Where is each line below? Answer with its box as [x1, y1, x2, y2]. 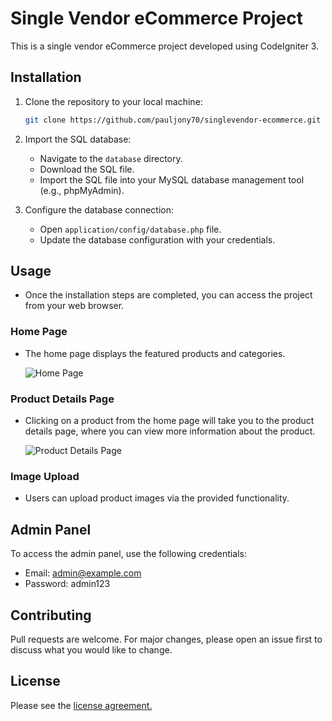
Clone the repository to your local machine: [24, 95, 203, 107]
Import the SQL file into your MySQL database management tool [39, 173, 305, 186]
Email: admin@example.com [24, 567, 142, 579]
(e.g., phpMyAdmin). [39, 184, 125, 196]
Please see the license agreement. [10, 699, 153, 711]
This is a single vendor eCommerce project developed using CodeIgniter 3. [10, 40, 320, 52]
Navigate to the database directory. [39, 152, 183, 164]
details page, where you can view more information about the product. [24, 425, 316, 437]
